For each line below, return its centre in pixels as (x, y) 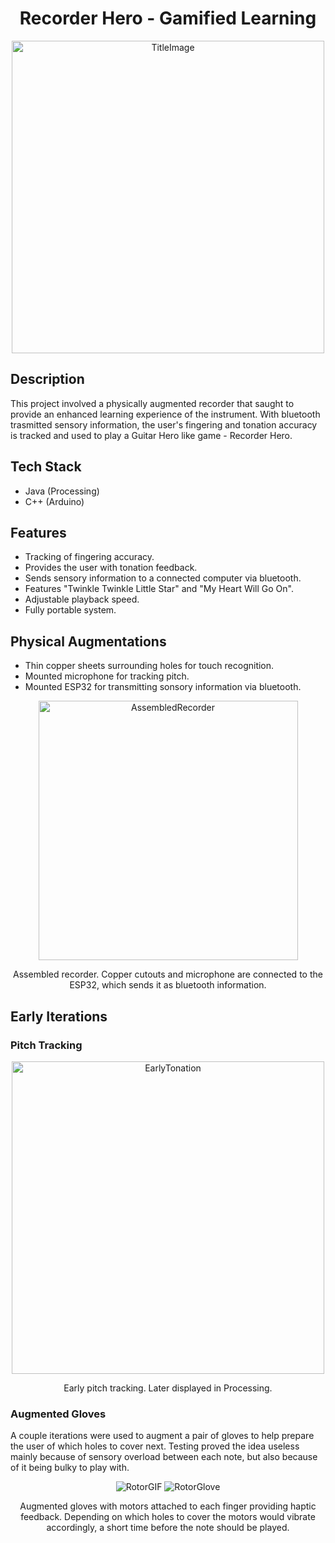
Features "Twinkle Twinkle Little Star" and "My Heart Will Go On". (159, 589)
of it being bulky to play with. (70, 1468)
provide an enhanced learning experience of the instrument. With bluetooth (165, 414)
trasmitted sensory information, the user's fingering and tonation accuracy (164, 424)
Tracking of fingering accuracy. (89, 557)
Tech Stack (46, 467)
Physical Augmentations (88, 641)
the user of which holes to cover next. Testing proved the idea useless (155, 1446)
